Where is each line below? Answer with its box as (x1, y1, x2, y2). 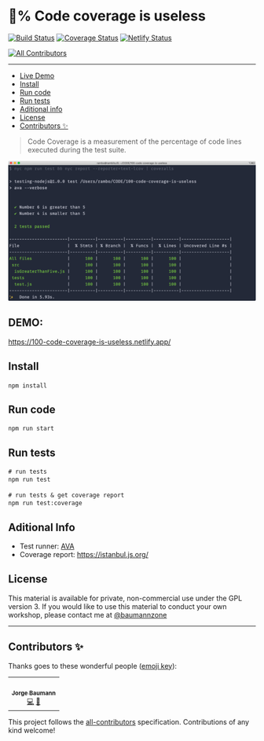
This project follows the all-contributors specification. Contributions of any (8, 717, 250, 726)
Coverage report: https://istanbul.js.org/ (19, 549, 149, 559)
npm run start (8, 424, 55, 433)
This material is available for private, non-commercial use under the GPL (8, 593, 243, 603)
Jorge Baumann (11, 689, 57, 698)
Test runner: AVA (19, 541, 75, 551)
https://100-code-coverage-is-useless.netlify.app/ (8, 337, 171, 347)
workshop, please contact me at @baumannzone (8, 610, 167, 619)
